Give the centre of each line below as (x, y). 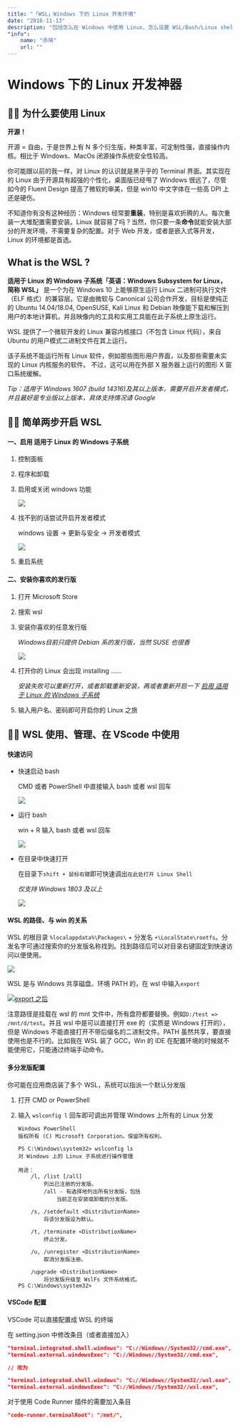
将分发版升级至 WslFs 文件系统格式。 (92, 1279)
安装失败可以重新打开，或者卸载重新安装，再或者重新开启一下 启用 (116, 685)
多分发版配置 (26, 1067)
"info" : (19, 34)
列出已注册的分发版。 (70, 1184)
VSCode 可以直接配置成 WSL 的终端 (60, 1319)
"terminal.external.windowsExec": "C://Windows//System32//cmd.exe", (113, 1355)
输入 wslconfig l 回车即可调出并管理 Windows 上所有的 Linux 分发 (115, 1115)
